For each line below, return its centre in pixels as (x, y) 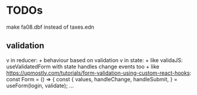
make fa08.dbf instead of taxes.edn (50, 27)
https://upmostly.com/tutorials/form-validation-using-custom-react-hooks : (99, 73)
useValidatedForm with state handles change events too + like (83, 66)
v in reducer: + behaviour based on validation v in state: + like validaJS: (95, 60)
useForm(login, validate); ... (40, 85)
